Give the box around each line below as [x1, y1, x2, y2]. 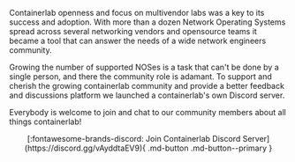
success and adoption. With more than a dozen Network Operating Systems [9, 17, 286, 27]
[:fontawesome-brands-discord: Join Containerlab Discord [26, 134, 241, 144]
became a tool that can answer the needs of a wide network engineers [9, 35, 267, 46]
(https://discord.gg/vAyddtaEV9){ [24, 143, 146, 153]
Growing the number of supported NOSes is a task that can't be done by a [9, 62, 280, 72]
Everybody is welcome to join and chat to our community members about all [9, 107, 287, 117]
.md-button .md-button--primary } [147, 143, 273, 153]
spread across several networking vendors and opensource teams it [9, 26, 258, 36]
